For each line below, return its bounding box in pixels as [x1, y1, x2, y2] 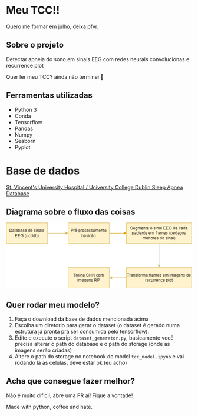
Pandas [14, 125, 34, 132]
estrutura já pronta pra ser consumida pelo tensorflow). [14, 328, 149, 335]
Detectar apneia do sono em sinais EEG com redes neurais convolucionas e [6, 55, 190, 62]
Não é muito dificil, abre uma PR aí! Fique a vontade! [6, 392, 133, 399]
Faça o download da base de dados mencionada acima [14, 315, 149, 322]
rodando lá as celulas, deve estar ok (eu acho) [14, 360, 127, 367]
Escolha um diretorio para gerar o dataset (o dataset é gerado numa [14, 322, 180, 329]
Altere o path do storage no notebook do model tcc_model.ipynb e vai [14, 353, 184, 360]
